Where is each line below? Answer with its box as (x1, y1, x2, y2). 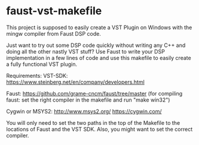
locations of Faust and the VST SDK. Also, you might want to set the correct (6, 125, 193, 133)
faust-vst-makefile (6, 4, 102, 18)
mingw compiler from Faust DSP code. (6, 30, 102, 37)
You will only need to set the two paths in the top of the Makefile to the (6, 119, 180, 126)
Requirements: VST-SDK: (6, 72, 68, 79)
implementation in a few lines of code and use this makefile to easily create (6, 54, 191, 61)
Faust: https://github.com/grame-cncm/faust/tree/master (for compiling (6, 90, 183, 97)
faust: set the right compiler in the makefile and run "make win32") (6, 96, 170, 103)
